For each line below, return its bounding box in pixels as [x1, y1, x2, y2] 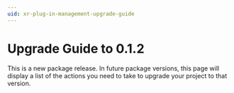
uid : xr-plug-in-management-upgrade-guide [7, 10, 135, 18]
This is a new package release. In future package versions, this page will [7, 64, 220, 73]
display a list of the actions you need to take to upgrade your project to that [7, 71, 228, 80]
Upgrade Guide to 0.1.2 [7, 40, 145, 56]
